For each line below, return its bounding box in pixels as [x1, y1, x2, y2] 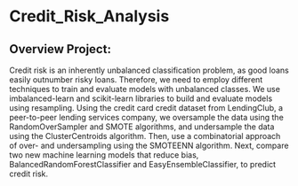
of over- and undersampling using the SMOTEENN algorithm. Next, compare [9, 140, 289, 151]
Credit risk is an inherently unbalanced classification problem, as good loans [9, 65, 289, 75]
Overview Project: [9, 42, 111, 57]
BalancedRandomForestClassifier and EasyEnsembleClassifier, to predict [9, 159, 277, 169]
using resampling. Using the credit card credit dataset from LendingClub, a [9, 103, 283, 112]
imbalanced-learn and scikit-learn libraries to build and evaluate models [9, 93, 273, 104]
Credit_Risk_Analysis [9, 6, 170, 27]
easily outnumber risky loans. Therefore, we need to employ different [9, 74, 263, 85]
